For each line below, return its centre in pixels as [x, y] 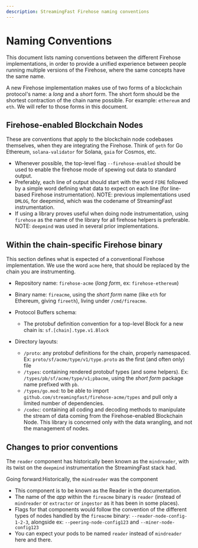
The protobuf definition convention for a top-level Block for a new [103, 324]
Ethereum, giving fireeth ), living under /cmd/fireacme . [81, 301]
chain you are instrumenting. [41, 272]
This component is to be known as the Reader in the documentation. [98, 491]
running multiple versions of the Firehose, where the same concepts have [96, 70]
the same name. [26, 76]
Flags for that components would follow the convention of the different [101, 509]
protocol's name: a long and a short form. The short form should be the [93, 94]
